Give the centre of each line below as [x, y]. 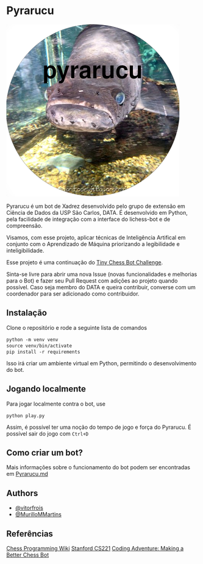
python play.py [26, 416]
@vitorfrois [29, 508]
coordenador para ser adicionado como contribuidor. [73, 294]
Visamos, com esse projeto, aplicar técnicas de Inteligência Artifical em [96, 237]
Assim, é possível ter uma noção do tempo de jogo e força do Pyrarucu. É [99, 427]
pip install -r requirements [43, 352]
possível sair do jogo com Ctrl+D [48, 433]
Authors [22, 493]
